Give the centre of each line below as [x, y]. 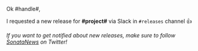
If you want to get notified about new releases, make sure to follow [91, 35]
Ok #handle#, [24, 9]
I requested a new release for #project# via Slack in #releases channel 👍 [99, 21]
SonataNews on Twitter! [37, 42]
